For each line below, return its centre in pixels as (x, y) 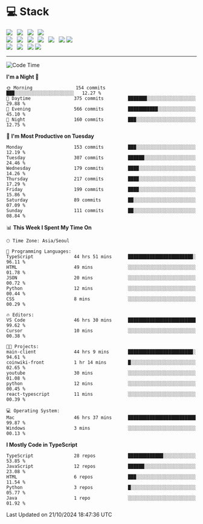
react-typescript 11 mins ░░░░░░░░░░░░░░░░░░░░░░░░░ (101, 394)
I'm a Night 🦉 (23, 77)
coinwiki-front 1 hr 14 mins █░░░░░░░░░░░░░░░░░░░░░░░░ (101, 362)
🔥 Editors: (20, 315)
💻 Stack (28, 12)
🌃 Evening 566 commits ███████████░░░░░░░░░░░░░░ (101, 109)
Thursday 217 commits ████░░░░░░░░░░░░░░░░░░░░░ (101, 179)
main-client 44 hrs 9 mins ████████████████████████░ (101, 352)
